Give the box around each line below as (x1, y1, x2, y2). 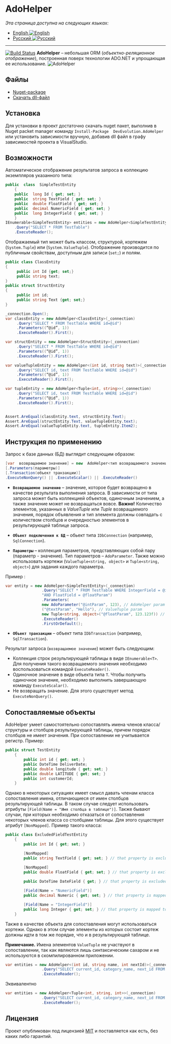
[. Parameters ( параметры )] (5, 465, 60, 471)
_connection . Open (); (5, 311, 49, 316)
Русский (12, 35, 32, 41)
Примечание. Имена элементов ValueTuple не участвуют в (5, 941, 135, 947)
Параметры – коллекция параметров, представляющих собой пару (12, 547, 155, 553)
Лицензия (5, 1014, 39, 1023)
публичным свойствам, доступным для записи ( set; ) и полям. (5, 250, 141, 256)
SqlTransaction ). (12, 636, 48, 642)
